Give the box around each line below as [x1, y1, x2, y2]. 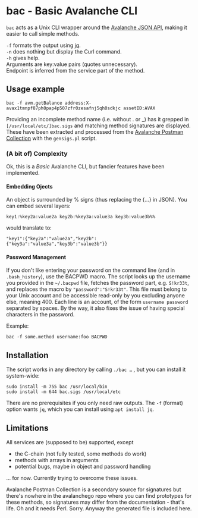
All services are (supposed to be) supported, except [6, 439, 134, 446]
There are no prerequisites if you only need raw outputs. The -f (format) [6, 400, 183, 407]
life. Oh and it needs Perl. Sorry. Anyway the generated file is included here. [6, 505, 192, 512]
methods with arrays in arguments [14, 457, 99, 464]
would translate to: [6, 224, 52, 231]
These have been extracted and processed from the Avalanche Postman [6, 128, 184, 135]
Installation [6, 350, 49, 360]
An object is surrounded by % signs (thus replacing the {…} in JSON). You [6, 196, 187, 203]
